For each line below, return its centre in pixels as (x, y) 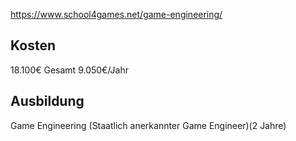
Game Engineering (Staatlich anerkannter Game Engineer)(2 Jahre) (148, 125)
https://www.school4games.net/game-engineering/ (116, 14)
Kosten (33, 45)
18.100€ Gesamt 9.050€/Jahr (70, 70)
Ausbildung (47, 101)
